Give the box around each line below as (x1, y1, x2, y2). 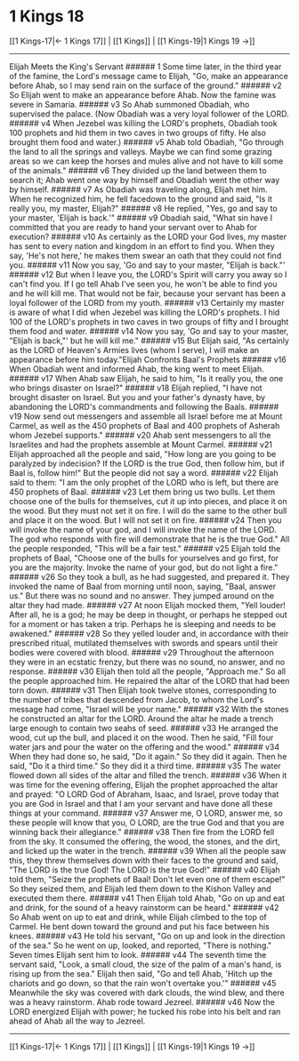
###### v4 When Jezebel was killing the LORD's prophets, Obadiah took (9, 117, 278, 128)
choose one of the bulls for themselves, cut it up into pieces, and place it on (9, 495, 287, 506)
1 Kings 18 (9, 6, 85, 27)
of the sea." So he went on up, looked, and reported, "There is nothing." (9, 940, 272, 951)
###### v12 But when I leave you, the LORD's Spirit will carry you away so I (9, 269, 287, 279)
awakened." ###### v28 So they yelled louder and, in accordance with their (9, 628, 289, 639)
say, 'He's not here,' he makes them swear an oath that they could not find (9, 250, 282, 261)
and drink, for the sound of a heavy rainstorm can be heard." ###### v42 (9, 902, 279, 912)
